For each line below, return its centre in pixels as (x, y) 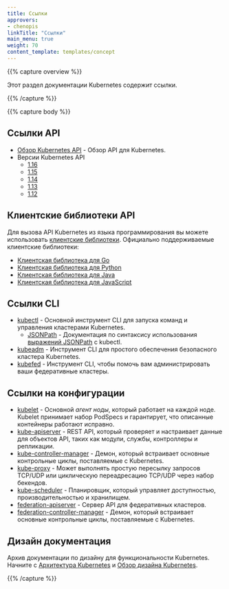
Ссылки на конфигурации (66, 393)
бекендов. (32, 483)
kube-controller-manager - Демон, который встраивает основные (113, 454)
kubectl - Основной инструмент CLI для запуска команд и (102, 320)
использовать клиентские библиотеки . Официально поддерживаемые (111, 239)
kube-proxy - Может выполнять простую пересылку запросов (109, 468)
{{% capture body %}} (39, 112)
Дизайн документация (59, 541)
